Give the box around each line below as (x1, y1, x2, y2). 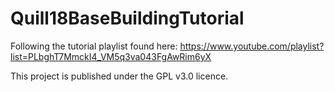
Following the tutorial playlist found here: (10, 40, 178, 52)
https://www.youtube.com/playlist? (179, 40, 325, 52)
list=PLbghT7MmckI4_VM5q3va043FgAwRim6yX (10, 50, 212, 62)
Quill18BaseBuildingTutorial (10, 7, 245, 30)
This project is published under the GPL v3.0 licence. (10, 70, 229, 82)
